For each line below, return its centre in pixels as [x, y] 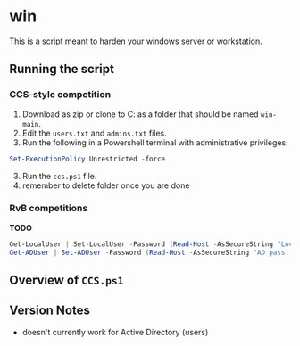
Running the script [62, 69]
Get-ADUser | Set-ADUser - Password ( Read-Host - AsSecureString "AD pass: [150, 252]
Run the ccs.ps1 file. [59, 176]
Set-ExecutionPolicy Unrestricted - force [87, 159]
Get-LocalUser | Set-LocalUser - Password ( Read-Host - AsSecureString [142, 244]
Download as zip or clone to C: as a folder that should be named [140, 114]
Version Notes [50, 311]
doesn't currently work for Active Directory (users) [115, 332]
